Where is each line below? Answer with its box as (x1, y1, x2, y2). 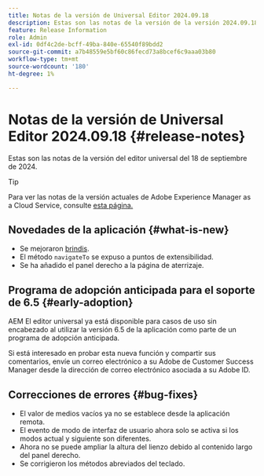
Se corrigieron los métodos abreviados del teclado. (19, 459, 185, 468)
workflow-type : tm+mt (8, 56, 79, 64)
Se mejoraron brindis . (19, 244, 90, 254)
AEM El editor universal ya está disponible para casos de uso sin (8, 317, 218, 326)
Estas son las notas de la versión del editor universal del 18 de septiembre (8, 153, 247, 163)
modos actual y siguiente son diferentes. (19, 434, 152, 443)
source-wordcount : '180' (8, 63, 90, 71)
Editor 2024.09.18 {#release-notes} (8, 127, 246, 145)
